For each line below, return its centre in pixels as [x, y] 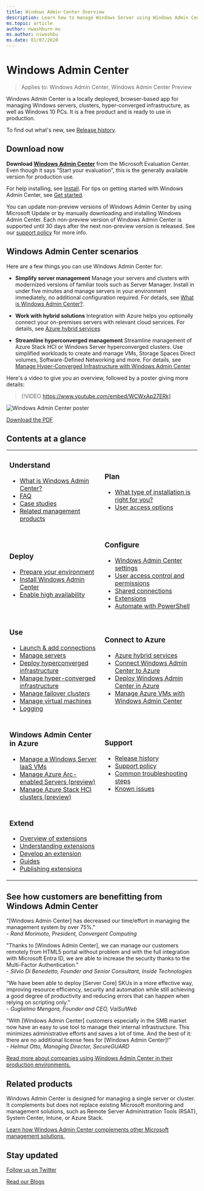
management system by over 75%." [51, 927]
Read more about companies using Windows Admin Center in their [90, 1059]
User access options [144, 507]
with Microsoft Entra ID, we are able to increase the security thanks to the [98, 958]
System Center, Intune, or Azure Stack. [55, 1118]
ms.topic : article [29, 23]
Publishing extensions [51, 869]
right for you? [134, 499]
